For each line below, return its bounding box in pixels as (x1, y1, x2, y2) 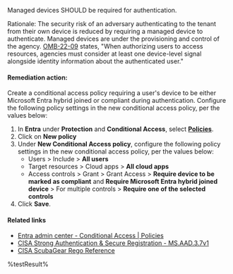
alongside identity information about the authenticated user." (7, 57, 184, 66)
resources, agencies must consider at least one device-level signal (7, 49, 202, 58)
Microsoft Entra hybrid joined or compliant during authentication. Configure (7, 96, 227, 105)
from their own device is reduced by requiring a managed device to (7, 27, 203, 35)
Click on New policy (17, 132, 77, 141)
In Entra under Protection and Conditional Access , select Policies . (17, 125, 214, 133)
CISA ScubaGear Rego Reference (17, 247, 115, 255)
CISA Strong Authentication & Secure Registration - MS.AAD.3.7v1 (17, 239, 210, 247)
